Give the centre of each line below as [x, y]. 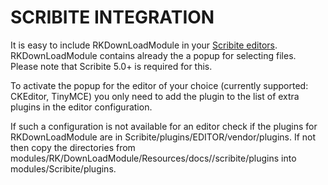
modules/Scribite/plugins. [63, 168]
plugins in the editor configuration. [81, 107]
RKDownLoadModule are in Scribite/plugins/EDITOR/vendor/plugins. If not [163, 137]
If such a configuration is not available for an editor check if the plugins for [164, 126]
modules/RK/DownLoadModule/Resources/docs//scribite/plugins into [153, 158]
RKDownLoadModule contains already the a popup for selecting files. [153, 55]
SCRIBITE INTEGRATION [112, 17]
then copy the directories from [73, 147]
